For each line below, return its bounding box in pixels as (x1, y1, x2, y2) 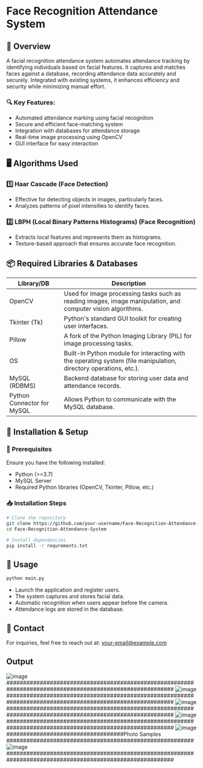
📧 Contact (6, 623, 45, 633)
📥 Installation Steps (6, 499, 66, 507)
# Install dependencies (6, 537, 66, 543)
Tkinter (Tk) (9, 318, 43, 327)
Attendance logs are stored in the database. (14, 605, 124, 613)
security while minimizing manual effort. (6, 83, 106, 90)
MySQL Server (14, 477, 52, 484)
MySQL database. (63, 403, 115, 411)
